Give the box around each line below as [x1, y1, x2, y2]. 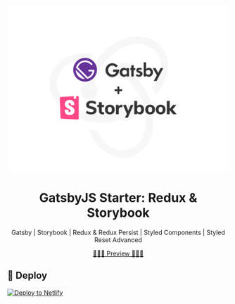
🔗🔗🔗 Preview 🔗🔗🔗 [92, 249, 144, 258]
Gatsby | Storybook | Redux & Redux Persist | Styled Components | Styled [11, 228, 225, 236]
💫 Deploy [7, 270, 48, 281]
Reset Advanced [94, 235, 142, 244]
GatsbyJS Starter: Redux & [39, 190, 198, 206]
